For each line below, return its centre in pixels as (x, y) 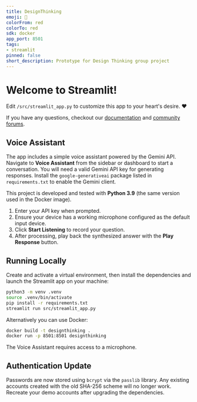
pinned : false (24, 55)
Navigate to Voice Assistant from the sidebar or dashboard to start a (90, 163)
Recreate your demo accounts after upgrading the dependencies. (85, 393)
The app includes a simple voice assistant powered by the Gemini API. (91, 157)
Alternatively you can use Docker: (47, 319)
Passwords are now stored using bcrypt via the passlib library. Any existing (98, 380)
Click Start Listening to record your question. (70, 230)
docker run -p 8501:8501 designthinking (56, 336)
